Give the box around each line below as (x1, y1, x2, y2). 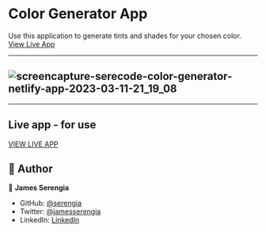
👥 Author (8, 162, 53, 175)
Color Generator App (8, 5, 148, 23)
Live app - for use (8, 118, 97, 131)
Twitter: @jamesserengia (19, 207, 101, 216)
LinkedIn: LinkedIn (19, 215, 80, 225)
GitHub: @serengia (19, 199, 82, 208)
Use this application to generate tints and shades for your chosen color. (8, 31, 241, 40)
